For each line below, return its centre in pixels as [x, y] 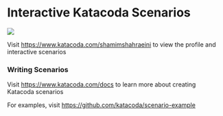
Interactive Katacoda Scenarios [99, 13]
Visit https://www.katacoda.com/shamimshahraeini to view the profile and [111, 44]
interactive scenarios [37, 51]
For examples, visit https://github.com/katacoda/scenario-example [101, 105]
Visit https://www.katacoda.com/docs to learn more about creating [102, 84]
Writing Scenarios [38, 69]
